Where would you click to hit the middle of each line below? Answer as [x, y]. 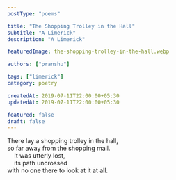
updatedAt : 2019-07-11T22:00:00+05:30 [63, 102]
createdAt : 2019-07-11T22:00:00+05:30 [63, 96]
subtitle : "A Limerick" [42, 33]
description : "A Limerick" [46, 39]
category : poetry [32, 83]
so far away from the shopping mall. [59, 148]
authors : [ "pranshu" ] [39, 64]
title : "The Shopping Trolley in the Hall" [71, 26]
